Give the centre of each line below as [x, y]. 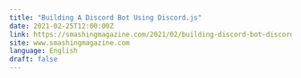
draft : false [34, 59]
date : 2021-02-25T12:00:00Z [62, 26]
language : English [43, 51]
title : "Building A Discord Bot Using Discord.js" [106, 17]
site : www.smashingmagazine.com [69, 43]
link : [19, 34]
